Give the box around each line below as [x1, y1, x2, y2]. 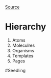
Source [5, 4, 20, 10]
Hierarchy [5, 21, 47, 32]
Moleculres [12, 42, 35, 48]
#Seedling [5, 67, 26, 73]
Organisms [12, 47, 34, 53]
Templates [12, 53, 33, 58]
